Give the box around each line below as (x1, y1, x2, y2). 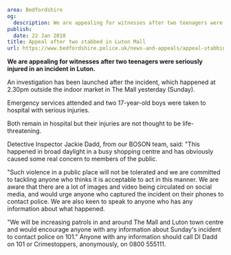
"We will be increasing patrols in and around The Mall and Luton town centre (7, 218, 224, 227)
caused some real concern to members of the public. (7, 155, 158, 163)
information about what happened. (7, 205, 105, 213)
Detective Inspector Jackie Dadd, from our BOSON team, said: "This (7, 140, 201, 148)
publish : (7, 25, 32, 32)
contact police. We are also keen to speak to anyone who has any (7, 197, 193, 206)
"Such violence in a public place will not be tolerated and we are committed (7, 168, 221, 176)
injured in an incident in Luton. (7, 65, 96, 73)
